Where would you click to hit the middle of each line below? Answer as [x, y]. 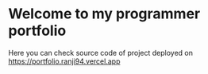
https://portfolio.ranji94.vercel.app [64, 61]
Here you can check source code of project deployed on [100, 53]
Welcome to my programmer [104, 14]
